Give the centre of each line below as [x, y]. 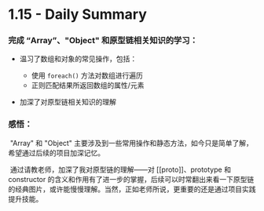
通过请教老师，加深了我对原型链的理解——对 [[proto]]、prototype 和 [121, 169]
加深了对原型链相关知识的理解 [68, 102]
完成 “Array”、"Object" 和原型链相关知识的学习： [103, 41]
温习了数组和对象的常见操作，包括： [78, 59]
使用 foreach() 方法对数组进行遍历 [87, 75]
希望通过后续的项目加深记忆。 [56, 153]
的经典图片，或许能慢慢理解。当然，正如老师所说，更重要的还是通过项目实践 [132, 189]
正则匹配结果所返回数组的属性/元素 [88, 85]
